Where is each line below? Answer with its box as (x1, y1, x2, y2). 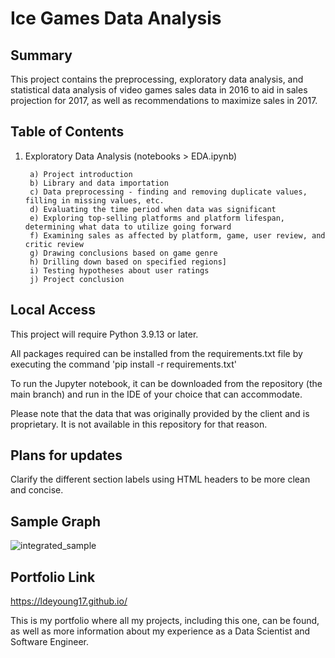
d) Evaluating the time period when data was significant (29, 204, 277, 214)
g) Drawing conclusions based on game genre (29, 248, 218, 258)
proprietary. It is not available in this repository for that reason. (10, 418, 268, 430)
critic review (24, 239, 84, 249)
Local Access (10, 302, 97, 319)
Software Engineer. (10, 636, 90, 648)
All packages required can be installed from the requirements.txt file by (10, 347, 303, 359)
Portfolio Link (10, 568, 96, 586)
